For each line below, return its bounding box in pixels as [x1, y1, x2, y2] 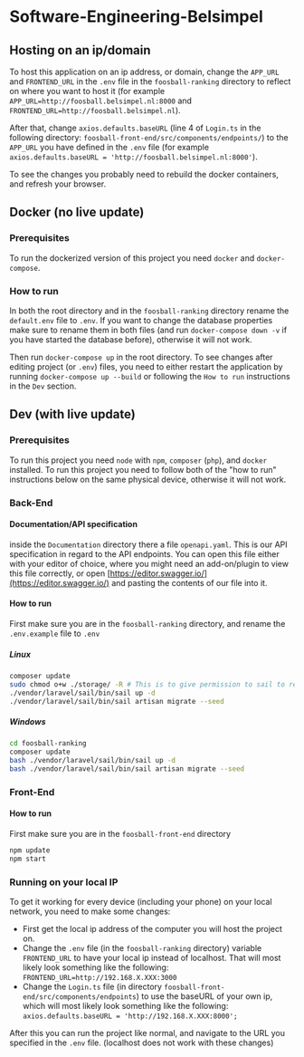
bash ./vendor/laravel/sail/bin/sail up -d [9, 756, 176, 765]
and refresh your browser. [9, 178, 107, 189]
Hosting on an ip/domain [9, 43, 151, 58]
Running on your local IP [9, 876, 119, 889]
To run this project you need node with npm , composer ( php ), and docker [9, 455, 268, 466]
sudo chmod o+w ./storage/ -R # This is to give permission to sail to [9, 679, 285, 689]
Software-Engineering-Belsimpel [9, 6, 264, 27]
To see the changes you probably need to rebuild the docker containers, [9, 169, 279, 179]
